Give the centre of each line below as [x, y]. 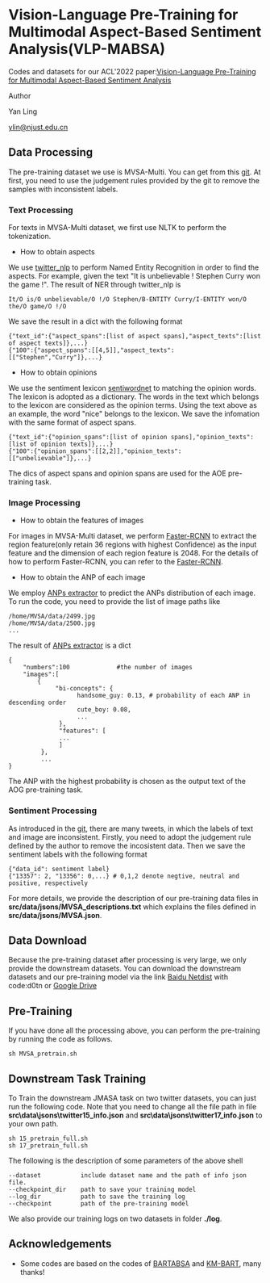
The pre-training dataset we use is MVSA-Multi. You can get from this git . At [135, 172]
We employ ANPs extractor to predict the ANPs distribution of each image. [132, 593]
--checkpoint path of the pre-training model [99, 1204]
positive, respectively [48, 883]
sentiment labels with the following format [78, 854]
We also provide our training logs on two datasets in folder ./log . [115, 1219]
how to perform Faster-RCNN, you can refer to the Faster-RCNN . [116, 562]
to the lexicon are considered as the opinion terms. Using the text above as [133, 405]
